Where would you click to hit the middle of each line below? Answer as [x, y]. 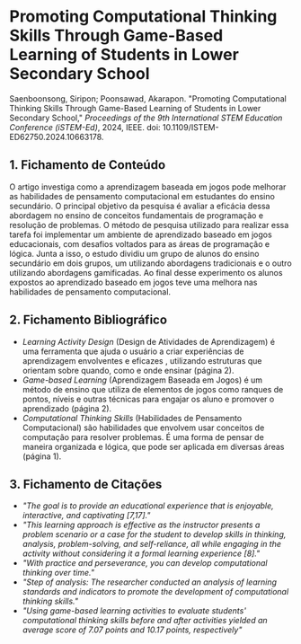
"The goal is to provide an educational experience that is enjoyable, [148, 506]
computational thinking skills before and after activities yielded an [145, 621]
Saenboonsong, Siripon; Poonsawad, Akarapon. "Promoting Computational [148, 98]
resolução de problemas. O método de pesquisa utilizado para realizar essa [149, 225]
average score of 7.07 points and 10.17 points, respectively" [132, 630]
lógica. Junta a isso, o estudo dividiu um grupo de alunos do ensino [134, 253]
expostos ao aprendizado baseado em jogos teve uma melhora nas [133, 282]
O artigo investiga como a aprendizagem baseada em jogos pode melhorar [148, 187]
